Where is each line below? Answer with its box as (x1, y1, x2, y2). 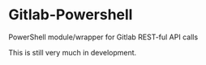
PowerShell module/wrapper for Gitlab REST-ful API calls (8, 32, 199, 42)
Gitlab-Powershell (8, 6, 133, 24)
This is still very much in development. (8, 47, 137, 57)
